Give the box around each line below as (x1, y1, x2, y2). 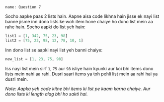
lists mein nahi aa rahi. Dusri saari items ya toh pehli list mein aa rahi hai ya (5, 71, 158, 77)
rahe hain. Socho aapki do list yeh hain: (5, 24, 85, 30)
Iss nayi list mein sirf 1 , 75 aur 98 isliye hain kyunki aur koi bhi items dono (5, 65, 154, 71)
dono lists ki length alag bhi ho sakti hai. (5, 91, 88, 97)
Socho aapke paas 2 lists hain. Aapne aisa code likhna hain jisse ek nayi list (5, 13, 160, 19)
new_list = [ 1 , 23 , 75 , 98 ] (5, 56, 64, 61)
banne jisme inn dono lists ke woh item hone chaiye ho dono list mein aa (5, 19, 153, 24)
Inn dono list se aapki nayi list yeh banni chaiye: (5, 47, 103, 53)
